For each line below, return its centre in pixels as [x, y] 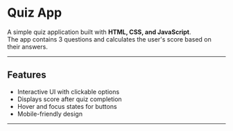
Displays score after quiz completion [70, 99]
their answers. [28, 46]
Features [27, 75]
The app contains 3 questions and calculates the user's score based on [109, 39]
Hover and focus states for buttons [67, 106]
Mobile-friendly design [50, 114]
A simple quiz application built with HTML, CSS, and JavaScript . [99, 32]
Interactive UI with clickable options [68, 91]
